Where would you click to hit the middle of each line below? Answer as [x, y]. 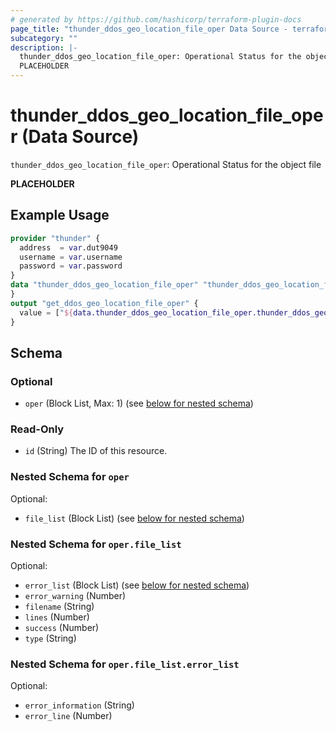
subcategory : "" [44, 38]
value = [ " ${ [46, 312]
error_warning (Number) [75, 596]
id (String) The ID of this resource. [96, 451]
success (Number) [62, 628]
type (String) [50, 638]
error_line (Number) [68, 716]
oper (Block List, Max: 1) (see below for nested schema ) [139, 403]
